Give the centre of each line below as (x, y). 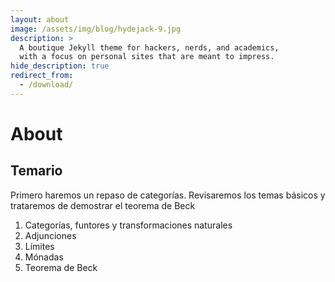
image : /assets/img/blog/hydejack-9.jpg (96, 29)
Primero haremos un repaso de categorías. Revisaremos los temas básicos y (168, 195)
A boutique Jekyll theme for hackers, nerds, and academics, (149, 47)
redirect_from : (42, 76)
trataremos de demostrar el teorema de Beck (103, 205)
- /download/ (46, 85)
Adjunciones (50, 235)
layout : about (40, 19)
